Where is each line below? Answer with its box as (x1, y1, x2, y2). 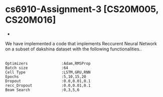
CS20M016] (5, 14, 56, 26)
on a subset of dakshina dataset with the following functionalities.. (5, 46, 142, 52)
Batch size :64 (5, 65, 69, 70)
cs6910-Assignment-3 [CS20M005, (5, 4, 159, 15)
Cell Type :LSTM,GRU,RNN (5, 69, 91, 75)
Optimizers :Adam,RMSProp (5, 61, 91, 66)
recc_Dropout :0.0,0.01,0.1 (5, 83, 91, 88)
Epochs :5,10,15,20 (5, 74, 86, 79)
